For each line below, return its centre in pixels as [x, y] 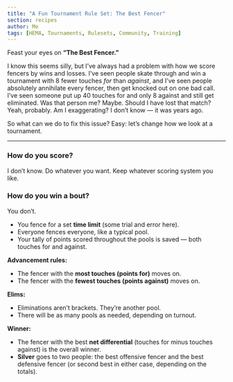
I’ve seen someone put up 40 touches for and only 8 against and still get [111, 96]
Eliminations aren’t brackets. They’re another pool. [89, 307]
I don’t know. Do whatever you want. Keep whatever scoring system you [110, 171]
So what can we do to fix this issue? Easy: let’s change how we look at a [110, 124]
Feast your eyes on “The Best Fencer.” [63, 53]
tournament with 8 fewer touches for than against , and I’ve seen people [110, 81]
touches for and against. [52, 246]
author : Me [23, 26]
